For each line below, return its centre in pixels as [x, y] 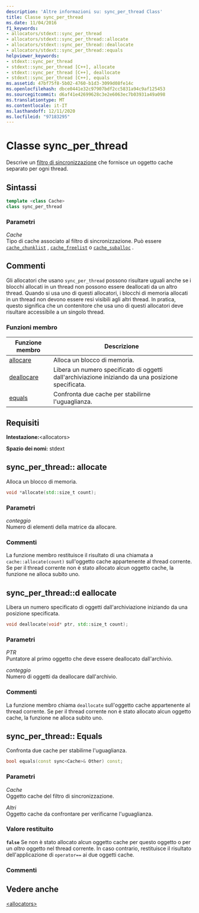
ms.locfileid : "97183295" [38, 116]
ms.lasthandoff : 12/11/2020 [41, 111]
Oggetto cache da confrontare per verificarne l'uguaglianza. [79, 814]
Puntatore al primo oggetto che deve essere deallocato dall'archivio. [89, 659]
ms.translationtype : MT [36, 100]
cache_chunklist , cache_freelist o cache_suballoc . [70, 248]
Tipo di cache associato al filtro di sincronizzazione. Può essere [84, 241]
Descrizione [122, 346]
